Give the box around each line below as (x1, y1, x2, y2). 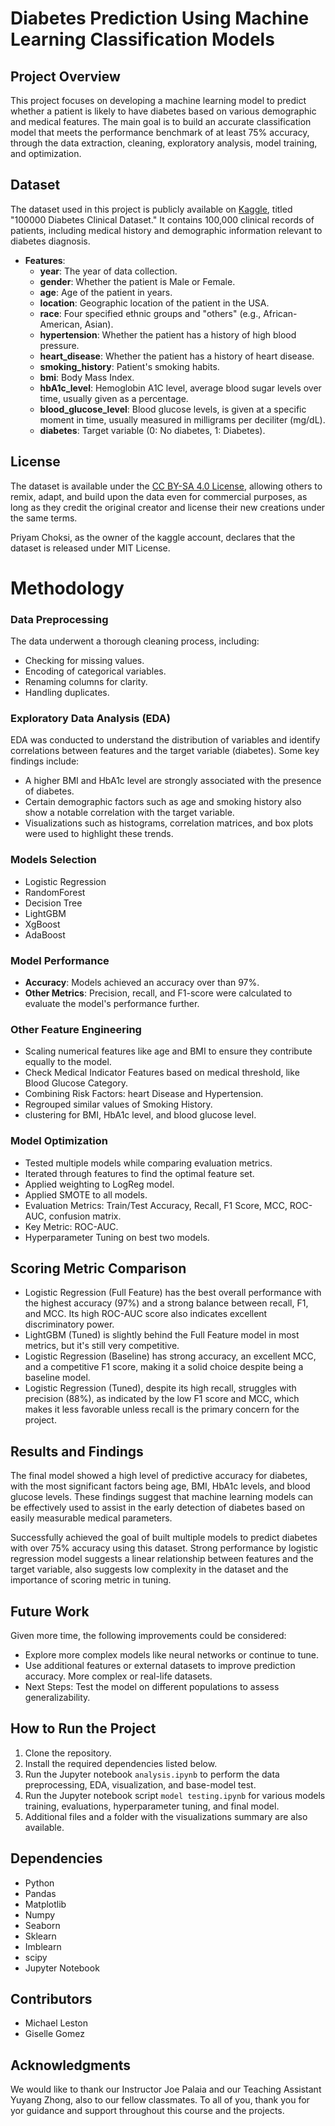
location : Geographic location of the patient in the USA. (39, 297, 270, 309)
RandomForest (24, 886, 86, 898)
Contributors (10, 1991, 93, 2008)
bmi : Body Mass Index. (39, 371, 135, 383)
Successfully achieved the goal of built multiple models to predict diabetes (10, 1532, 318, 1544)
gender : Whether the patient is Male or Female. (39, 275, 236, 287)
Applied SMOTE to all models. (24, 1188, 148, 1201)
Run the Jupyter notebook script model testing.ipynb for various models (24, 1789, 326, 1801)
